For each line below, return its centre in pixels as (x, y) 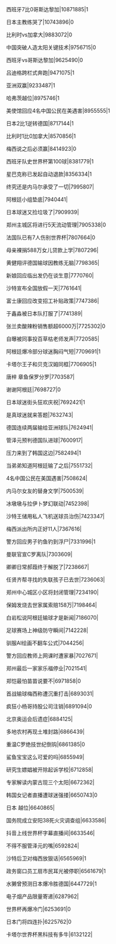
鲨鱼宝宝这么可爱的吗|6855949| (45, 757)
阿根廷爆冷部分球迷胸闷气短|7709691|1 (54, 352)
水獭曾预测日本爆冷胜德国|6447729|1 (51, 884)
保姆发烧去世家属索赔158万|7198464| (51, 605)
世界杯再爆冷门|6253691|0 (39, 909)
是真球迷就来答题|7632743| (40, 415)
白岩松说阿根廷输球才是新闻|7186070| (52, 618)
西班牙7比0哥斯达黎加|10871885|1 (47, 9)
